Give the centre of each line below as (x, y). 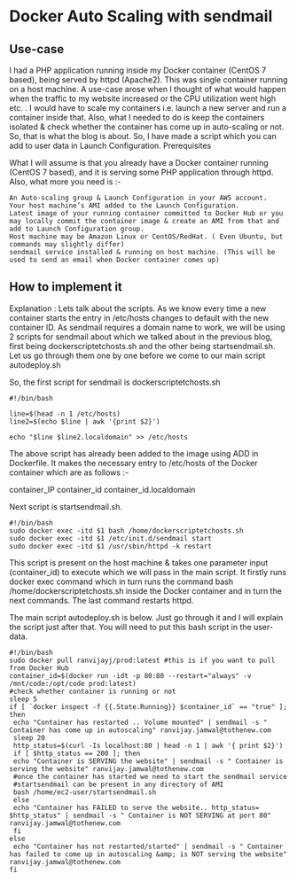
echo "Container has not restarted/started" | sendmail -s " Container (148, 846)
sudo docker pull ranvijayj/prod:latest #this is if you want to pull (142, 660)
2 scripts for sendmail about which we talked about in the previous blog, (141, 336)
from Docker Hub (39, 668)
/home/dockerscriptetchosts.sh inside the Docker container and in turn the (145, 590)
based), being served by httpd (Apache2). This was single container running (148, 80)
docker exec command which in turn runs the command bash (121, 581)
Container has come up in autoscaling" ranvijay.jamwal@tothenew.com (141, 730)
